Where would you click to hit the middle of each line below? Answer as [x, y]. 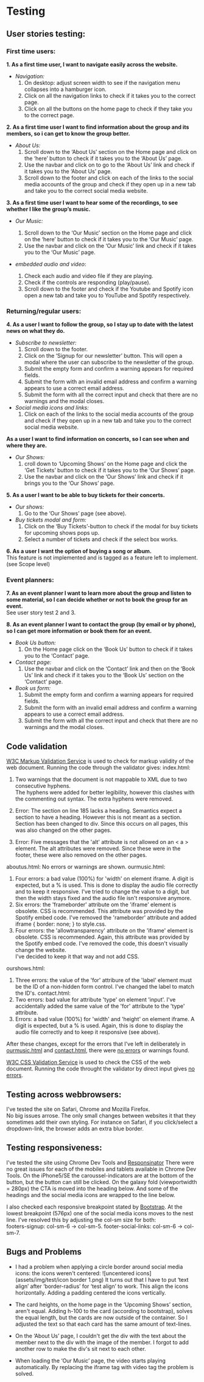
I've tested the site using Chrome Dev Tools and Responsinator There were [100, 1162]
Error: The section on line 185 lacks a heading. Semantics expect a [98, 811]
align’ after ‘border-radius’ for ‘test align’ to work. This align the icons [102, 1286]
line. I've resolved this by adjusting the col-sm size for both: [81, 1220]
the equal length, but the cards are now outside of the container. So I [101, 1317]
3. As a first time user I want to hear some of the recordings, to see [92, 202]
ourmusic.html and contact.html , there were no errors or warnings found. [98, 1050]
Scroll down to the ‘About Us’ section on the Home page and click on [110, 151]
